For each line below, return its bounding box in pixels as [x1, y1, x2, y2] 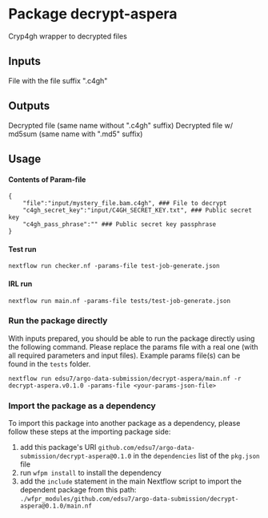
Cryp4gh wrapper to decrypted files [8, 31, 128, 41]
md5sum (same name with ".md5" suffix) [8, 129, 143, 139]
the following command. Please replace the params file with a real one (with [8, 342, 258, 351]
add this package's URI [19, 443, 97, 452]
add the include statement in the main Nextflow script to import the [19, 476, 242, 486]
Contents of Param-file [8, 174, 86, 184]
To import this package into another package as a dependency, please [8, 419, 241, 428]
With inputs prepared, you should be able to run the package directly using [8, 334, 255, 343]
